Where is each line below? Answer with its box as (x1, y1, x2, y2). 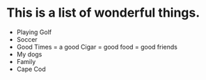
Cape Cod (16, 65, 46, 73)
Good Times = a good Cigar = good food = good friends (16, 42, 178, 51)
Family (16, 57, 36, 65)
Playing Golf (16, 28, 52, 36)
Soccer (16, 35, 38, 43)
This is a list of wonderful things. (6, 5, 200, 21)
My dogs (16, 50, 42, 58)
